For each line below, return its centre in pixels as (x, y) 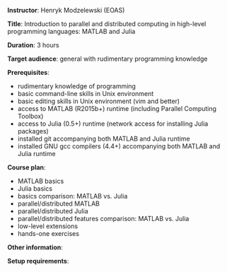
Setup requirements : (38, 261)
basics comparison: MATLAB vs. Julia (72, 196)
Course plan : (27, 167)
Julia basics (35, 189)
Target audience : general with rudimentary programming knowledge (107, 59)
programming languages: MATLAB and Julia (71, 31)
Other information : (35, 247)
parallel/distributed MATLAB (59, 203)
